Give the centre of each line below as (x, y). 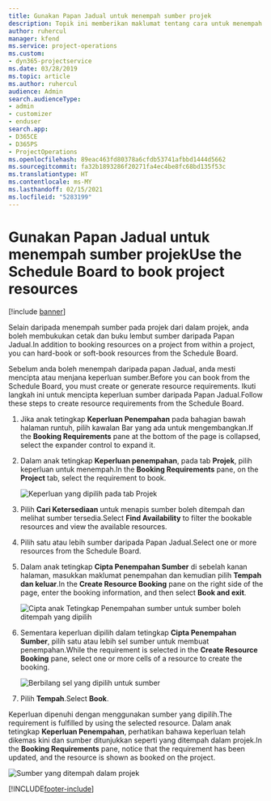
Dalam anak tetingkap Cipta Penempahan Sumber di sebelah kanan (134, 566)
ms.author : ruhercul (43, 84)
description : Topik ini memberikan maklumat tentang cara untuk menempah (135, 24)
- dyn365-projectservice (50, 62)
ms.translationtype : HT (49, 174)
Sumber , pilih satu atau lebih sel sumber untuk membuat (114, 641)
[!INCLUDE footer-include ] (51, 789)
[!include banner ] (37, 311)
